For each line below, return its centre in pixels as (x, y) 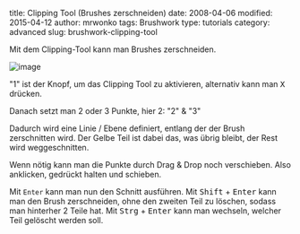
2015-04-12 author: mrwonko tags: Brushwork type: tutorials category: (140, 22)
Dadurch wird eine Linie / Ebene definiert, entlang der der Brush (127, 128)
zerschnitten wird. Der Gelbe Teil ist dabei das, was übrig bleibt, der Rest (144, 138)
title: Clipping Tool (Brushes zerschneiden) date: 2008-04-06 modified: (141, 13)
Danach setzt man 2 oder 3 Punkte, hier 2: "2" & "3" (105, 111)
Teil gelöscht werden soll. (56, 220)
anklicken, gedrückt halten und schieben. (86, 174)
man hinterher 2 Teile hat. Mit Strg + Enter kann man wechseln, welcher (146, 211)
